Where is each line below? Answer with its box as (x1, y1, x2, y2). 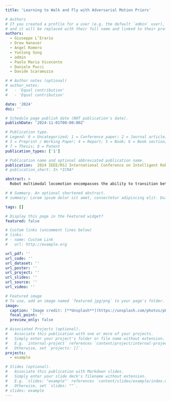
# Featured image (5, 293, 42, 299)
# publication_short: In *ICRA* (5, 167, 74, 173)
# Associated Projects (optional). (5, 326, 81, 332)
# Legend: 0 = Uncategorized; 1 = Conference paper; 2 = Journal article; (5, 134, 167, 139)
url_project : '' (5, 270, 40, 275)
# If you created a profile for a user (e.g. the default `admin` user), (5, 21, 165, 27)
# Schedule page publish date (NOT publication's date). (5, 115, 129, 121)
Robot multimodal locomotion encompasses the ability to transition (10, 181, 158, 186)
